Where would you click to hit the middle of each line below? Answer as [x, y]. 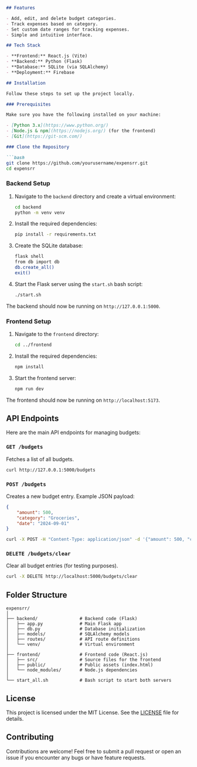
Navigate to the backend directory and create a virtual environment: [95, 196]
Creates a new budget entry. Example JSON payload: [70, 496]
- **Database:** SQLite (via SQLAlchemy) [57, 67]
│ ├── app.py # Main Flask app [64, 624]
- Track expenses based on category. [52, 24]
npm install [29, 366]
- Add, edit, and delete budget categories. [61, 18]
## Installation [26, 83]
